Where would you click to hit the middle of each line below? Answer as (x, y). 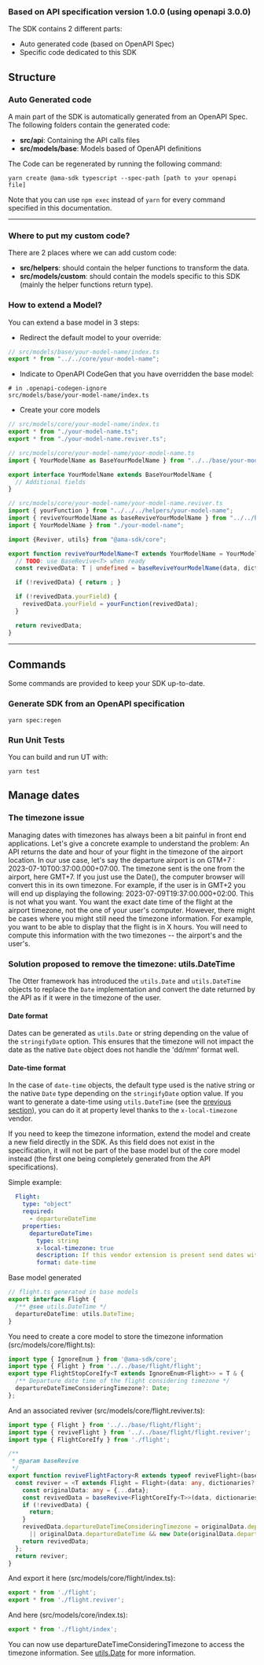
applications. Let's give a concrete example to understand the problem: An (129, 843)
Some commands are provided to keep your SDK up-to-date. (107, 684)
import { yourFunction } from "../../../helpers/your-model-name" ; (121, 511)
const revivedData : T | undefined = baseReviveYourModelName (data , (128, 568)
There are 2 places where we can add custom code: (92, 253)
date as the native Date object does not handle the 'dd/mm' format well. (124, 1050)
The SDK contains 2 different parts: (65, 29)
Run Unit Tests (37, 739)
